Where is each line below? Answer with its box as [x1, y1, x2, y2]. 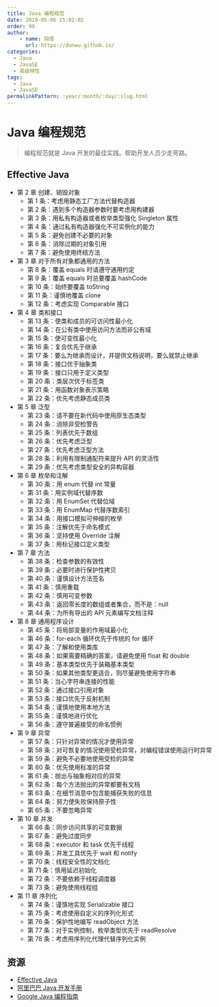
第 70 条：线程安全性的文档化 [27, 857, 111, 866]
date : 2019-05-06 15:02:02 [7, 16, 84, 23]
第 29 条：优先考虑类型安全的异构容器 [27, 463, 135, 471]
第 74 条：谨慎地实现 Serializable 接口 [27, 900, 134, 908]
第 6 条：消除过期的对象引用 [27, 240, 107, 248]
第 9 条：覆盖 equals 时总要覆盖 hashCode [27, 274, 147, 282]
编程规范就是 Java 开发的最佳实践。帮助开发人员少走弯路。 [23, 148, 191, 157]
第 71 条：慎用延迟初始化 [27, 866, 97, 874]
